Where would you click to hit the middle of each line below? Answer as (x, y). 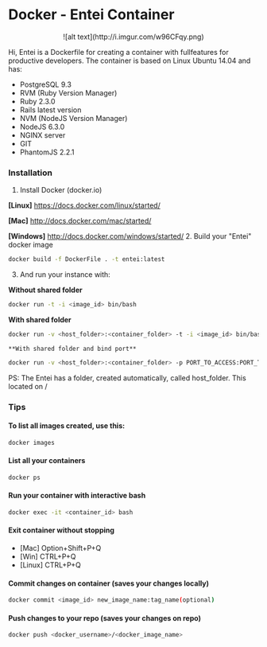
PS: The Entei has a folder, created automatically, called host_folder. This (127, 378)
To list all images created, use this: (67, 426)
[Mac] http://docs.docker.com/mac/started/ (80, 221)
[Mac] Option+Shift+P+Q (60, 548)
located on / (28, 386)
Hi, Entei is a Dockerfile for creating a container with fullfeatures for (118, 52)
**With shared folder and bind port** (72, 349)
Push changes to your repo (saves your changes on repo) (104, 618)
